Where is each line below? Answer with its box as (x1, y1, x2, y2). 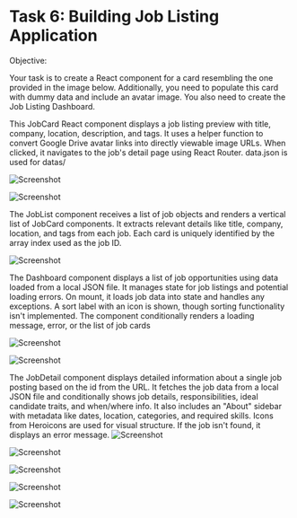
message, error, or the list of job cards (9, 320, 151, 330)
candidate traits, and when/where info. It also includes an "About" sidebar (9, 400, 283, 411)
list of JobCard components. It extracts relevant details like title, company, (9, 218, 284, 229)
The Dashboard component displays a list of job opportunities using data (9, 272, 279, 283)
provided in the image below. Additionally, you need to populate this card (9, 82, 279, 92)
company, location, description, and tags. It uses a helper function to (9, 127, 264, 138)
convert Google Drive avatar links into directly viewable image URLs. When (9, 137, 286, 148)
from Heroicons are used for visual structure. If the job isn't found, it (9, 419, 261, 430)
